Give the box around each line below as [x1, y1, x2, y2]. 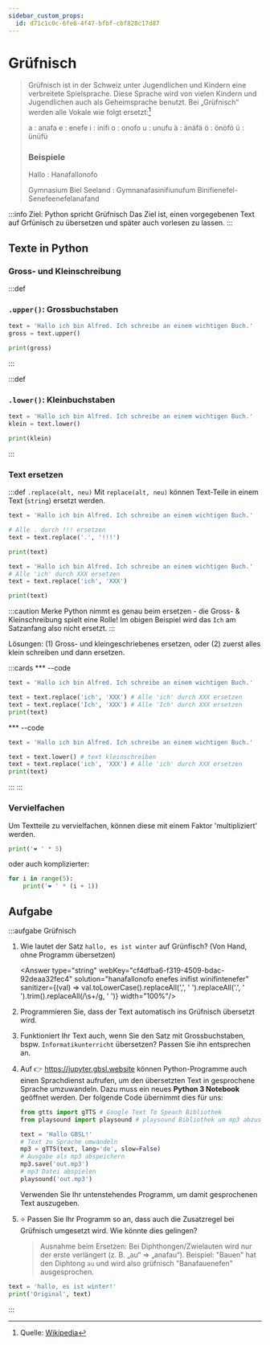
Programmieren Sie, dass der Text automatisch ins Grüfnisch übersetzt [19, 1007, 256, 1016]
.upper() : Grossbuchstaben [8, 304, 119, 314]
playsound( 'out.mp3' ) [19, 1175, 92, 1183]
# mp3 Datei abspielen [19, 1167, 96, 1176]
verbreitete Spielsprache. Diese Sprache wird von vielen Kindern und [27, 89, 257, 99]
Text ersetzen [8, 469, 63, 480]
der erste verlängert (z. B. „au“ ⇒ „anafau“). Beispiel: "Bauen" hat [39, 1249, 256, 1259]
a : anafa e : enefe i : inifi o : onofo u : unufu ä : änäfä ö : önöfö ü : [27, 123, 244, 133]
